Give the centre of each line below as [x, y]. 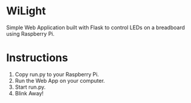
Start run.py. [30, 87]
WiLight [26, 11]
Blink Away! [29, 93]
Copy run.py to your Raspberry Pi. [57, 74]
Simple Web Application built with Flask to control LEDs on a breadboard [95, 27]
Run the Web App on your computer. [60, 80]
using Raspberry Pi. [31, 33]
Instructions [37, 58]
